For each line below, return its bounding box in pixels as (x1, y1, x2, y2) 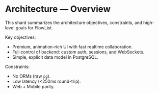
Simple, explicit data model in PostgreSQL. (12, 54, 98, 60)
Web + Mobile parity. (12, 83, 55, 89)
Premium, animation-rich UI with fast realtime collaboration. (12, 44, 133, 49)
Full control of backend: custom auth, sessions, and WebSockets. (12, 49, 145, 55)
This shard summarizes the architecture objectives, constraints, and (5, 20, 142, 25)
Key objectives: (5, 34, 36, 40)
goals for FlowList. (15, 24, 53, 30)
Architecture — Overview (5, 3, 111, 15)
